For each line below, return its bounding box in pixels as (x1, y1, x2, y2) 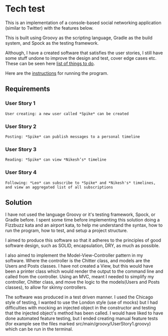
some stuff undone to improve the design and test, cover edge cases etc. (5, 55, 157, 61)
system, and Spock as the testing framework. (5, 40, 99, 46)
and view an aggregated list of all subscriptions (5, 184, 113, 190)
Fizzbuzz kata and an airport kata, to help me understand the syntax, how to (5, 222, 163, 229)
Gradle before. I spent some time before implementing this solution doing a (5, 217, 160, 223)
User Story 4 (5, 169, 37, 176)
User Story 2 (5, 123, 37, 130)
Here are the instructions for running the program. (5, 70, 109, 76)
